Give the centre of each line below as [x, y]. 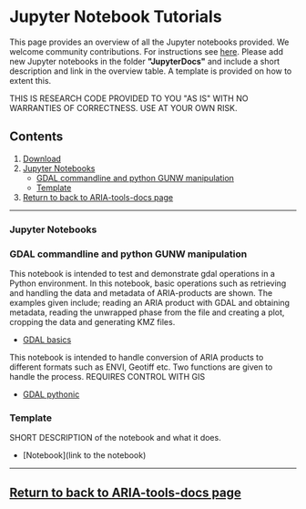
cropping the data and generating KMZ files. [92, 321]
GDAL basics [47, 340]
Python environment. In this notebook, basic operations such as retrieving [148, 283]
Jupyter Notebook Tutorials [116, 17]
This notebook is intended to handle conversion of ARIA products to [137, 357]
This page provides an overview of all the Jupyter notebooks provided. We [149, 42]
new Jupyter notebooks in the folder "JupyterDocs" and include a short [145, 61]
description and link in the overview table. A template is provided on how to [151, 71]
